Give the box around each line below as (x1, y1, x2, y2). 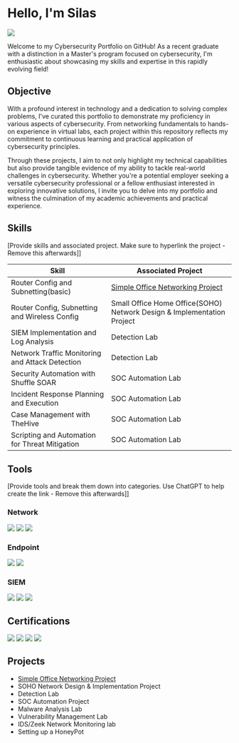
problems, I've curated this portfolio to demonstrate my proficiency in (7, 112, 211, 121)
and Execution (11, 398, 59, 408)
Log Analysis (11, 337, 54, 347)
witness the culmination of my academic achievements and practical (7, 194, 208, 203)
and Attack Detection (11, 357, 82, 367)
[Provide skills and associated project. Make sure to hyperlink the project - (7, 241, 225, 250)
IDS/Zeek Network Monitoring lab (17, 719, 116, 728)
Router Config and (11, 277, 73, 287)
